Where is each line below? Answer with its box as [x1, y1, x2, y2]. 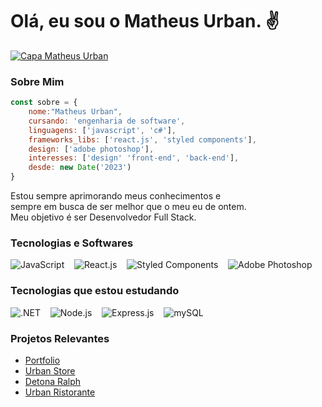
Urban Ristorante [24, 386, 96, 398]
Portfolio [24, 354, 61, 366]
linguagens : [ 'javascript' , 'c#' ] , [28, 125, 177, 135]
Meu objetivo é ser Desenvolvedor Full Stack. [10, 211, 197, 223]
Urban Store [24, 365, 76, 377]
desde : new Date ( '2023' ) [28, 163, 132, 173]
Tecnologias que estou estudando [10, 284, 180, 298]
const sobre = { [10, 98, 78, 108]
